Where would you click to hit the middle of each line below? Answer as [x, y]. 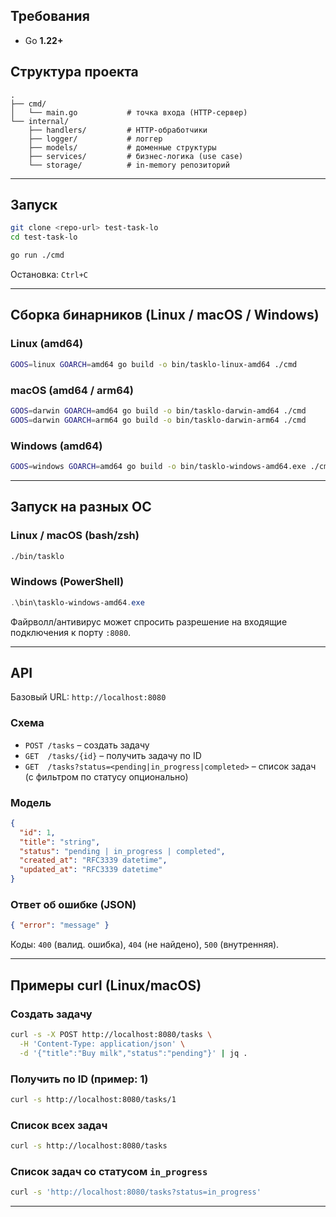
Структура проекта [74, 72]
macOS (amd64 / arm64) [72, 390]
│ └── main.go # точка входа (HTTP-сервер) [129, 112]
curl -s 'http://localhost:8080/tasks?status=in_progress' [136, 1192]
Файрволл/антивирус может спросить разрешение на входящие [149, 621]
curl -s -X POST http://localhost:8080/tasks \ [111, 1034]
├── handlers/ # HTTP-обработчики [118, 130]
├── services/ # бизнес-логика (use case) [136, 156]
